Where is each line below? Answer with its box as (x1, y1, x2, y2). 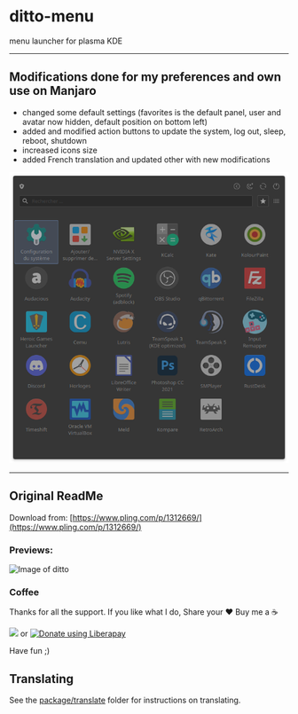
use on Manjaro (9, 83, 97, 98)
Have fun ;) (9, 646, 51, 656)
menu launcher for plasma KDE (9, 35, 122, 46)
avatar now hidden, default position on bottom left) (21, 116, 208, 127)
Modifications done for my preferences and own (9, 69, 282, 85)
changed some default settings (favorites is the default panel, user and (21, 106, 282, 117)
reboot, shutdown (21, 135, 87, 145)
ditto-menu (9, 6, 95, 27)
